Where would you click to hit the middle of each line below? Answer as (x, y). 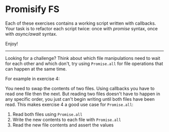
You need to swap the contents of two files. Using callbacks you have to (80, 88)
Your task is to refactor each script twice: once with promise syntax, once (81, 28)
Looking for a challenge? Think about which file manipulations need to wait (83, 58)
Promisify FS (32, 9)
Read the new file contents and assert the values (63, 125)
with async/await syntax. (31, 34)
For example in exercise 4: (32, 79)
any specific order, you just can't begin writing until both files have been (80, 99)
